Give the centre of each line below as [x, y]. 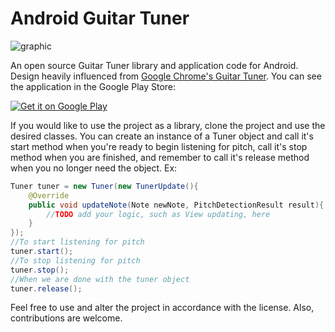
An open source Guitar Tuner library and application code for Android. [154, 65]
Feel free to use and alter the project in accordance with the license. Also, [162, 308]
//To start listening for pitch [77, 242]
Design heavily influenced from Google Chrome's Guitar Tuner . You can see [166, 76]
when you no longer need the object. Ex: [94, 168]
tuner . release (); [46, 288]
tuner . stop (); [40, 270]
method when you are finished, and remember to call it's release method [160, 157]
